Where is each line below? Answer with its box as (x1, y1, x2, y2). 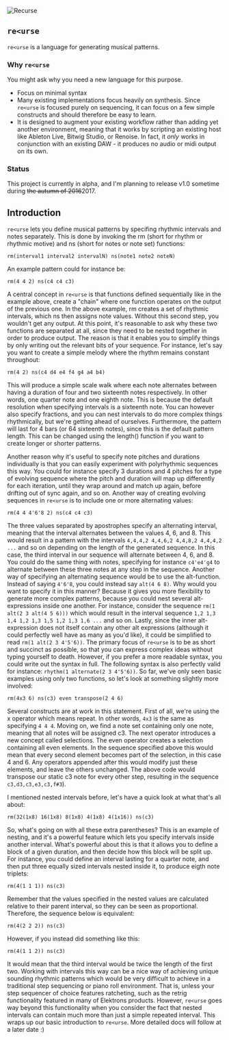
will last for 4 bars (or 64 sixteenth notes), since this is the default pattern (7, 425, 214, 433)
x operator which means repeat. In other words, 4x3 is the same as (7, 714, 194, 723)
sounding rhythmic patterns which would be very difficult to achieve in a (7, 974, 211, 983)
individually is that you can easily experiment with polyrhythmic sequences (7, 460, 219, 468)
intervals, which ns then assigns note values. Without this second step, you (7, 312, 219, 320)
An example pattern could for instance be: (7, 265, 126, 274)
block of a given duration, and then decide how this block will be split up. (7, 847, 213, 856)
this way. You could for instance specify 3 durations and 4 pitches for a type (7, 467, 222, 476)
